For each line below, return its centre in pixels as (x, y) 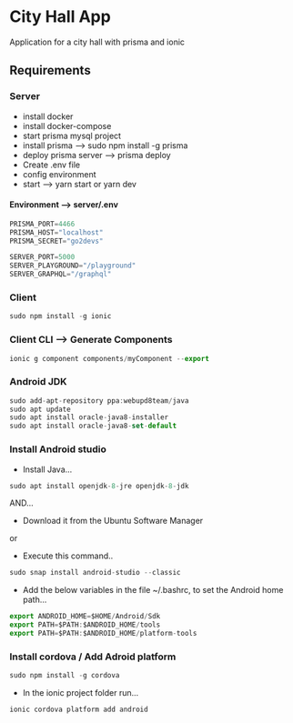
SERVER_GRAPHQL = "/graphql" (61, 275)
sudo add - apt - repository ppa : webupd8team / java (99, 401)
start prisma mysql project (71, 136)
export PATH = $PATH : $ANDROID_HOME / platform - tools (103, 634)
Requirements (50, 70)
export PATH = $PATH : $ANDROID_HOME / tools (85, 625)
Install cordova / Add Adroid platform (93, 657)
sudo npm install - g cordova (65, 676)
